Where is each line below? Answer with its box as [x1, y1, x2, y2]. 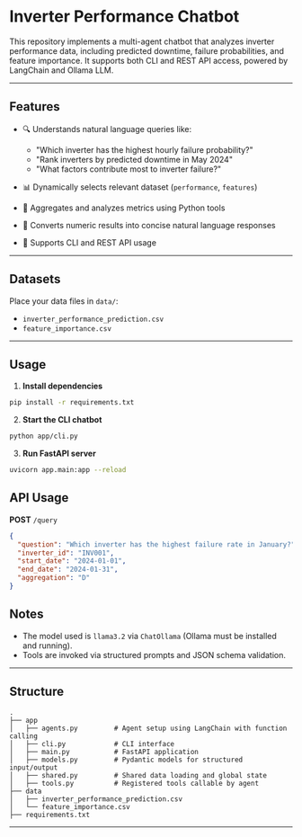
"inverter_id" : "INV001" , [17, 548, 115, 557]
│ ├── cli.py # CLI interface [9, 739, 175, 748]
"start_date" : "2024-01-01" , [17, 557, 127, 565]
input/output [9, 762, 58, 772]
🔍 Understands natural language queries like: [22, 123, 192, 134]
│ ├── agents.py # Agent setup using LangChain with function [9, 724, 288, 733]
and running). [22, 640, 73, 651]
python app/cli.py [9, 432, 78, 441]
